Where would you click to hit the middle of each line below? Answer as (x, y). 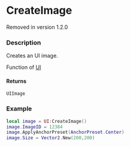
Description (24, 43)
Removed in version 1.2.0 (37, 27)
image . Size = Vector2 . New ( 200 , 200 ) (51, 138)
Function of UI (24, 67)
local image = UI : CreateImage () (46, 121)
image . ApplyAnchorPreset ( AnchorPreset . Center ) (65, 133)
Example (19, 109)
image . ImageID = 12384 (34, 127)
